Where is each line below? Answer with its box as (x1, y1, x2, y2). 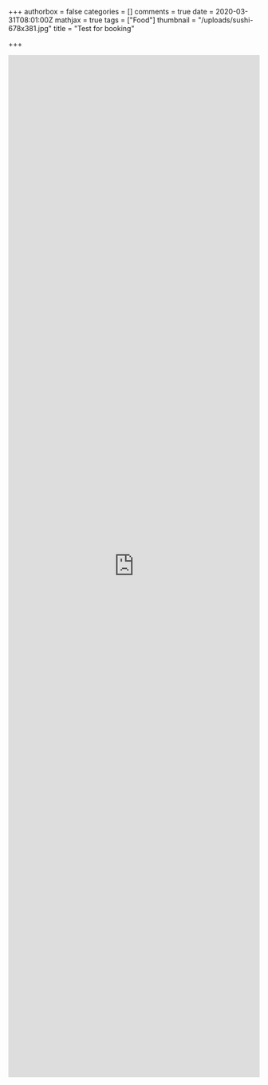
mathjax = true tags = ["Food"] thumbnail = (54, 15, 197, 25)
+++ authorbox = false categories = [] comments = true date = (8, 7, 214, 16)
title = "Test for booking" (53, 24, 135, 33)
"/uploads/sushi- (198, 15, 254, 25)
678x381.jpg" (8, 24, 52, 33)
